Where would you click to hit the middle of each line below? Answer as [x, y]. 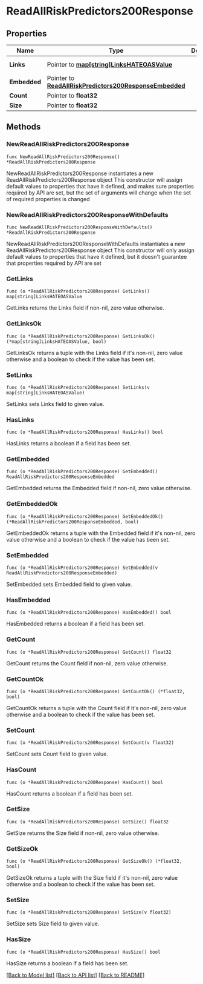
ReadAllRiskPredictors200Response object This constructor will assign [95, 179]
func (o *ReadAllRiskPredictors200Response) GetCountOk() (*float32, [96, 691]
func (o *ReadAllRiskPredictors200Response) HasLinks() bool [85, 432]
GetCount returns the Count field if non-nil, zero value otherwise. [87, 663]
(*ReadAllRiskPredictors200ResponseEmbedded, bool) [72, 522]
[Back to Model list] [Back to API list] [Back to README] [76, 975]
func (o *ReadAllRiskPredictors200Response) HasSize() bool [84, 952]
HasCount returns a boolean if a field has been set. [70, 793]
